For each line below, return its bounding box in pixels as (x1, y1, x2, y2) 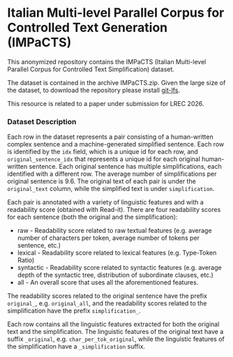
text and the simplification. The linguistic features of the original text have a (7, 328, 224, 336)
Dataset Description (7, 116, 77, 126)
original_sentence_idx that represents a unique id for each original (7, 155, 201, 163)
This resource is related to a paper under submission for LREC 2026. (7, 99, 204, 107)
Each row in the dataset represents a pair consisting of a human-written (7, 132, 214, 141)
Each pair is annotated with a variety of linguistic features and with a (7, 198, 204, 206)
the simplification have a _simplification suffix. (7, 342, 145, 351)
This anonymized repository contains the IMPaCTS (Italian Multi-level (7, 57, 206, 66)
